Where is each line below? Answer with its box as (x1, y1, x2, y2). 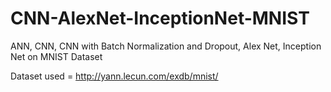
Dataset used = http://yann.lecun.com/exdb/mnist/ (10, 70, 219, 82)
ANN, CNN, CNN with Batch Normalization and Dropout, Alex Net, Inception (10, 40, 322, 52)
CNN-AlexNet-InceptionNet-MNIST (10, 7, 310, 30)
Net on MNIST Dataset (10, 50, 103, 62)
